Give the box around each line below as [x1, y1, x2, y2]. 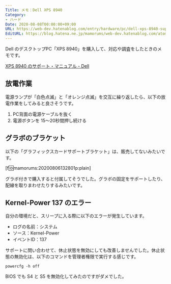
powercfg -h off [5, 264, 40, 269]
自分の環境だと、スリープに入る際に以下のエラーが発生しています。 [5, 213, 147, 219]
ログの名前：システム [12, 224, 58, 230]
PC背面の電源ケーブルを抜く [12, 111, 73, 117]
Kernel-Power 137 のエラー [5, 198, 92, 207]
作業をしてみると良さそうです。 [9, 100, 76, 106]
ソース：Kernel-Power [12, 230, 60, 236]
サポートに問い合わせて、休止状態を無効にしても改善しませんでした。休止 [5, 247, 161, 253]
